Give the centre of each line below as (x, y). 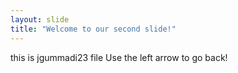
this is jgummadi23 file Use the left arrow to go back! (119, 57)
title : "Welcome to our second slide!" (93, 29)
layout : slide (40, 19)
